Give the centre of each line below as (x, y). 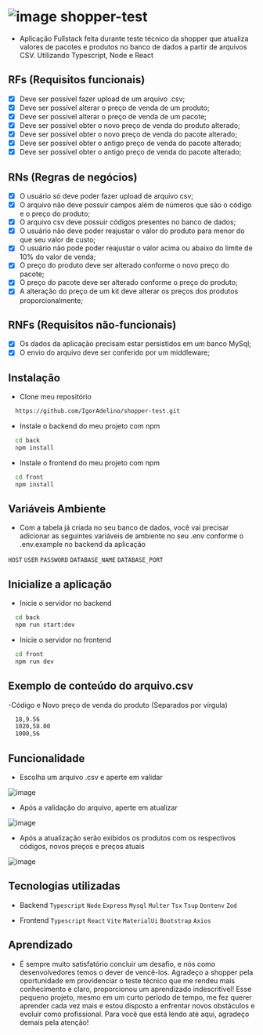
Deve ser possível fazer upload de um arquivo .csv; (102, 99)
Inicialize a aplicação (60, 584)
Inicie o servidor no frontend (65, 640)
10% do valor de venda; (58, 257)
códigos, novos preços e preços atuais (82, 846)
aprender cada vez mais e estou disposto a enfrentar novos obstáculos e (137, 1005)
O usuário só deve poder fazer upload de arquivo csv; (106, 196)
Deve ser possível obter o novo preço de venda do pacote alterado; (128, 134)
